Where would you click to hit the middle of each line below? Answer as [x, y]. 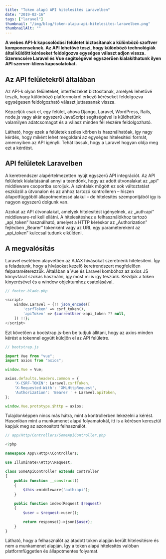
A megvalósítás [30, 249]
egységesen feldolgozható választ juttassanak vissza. [61, 102]
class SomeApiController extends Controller [52, 471]
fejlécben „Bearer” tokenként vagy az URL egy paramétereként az [73, 227]
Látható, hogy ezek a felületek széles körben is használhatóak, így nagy [79, 132]
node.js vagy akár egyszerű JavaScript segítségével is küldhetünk [73, 117]
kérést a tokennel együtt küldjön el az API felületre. [57, 338]
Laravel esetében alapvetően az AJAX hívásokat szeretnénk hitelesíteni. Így [83, 260]
